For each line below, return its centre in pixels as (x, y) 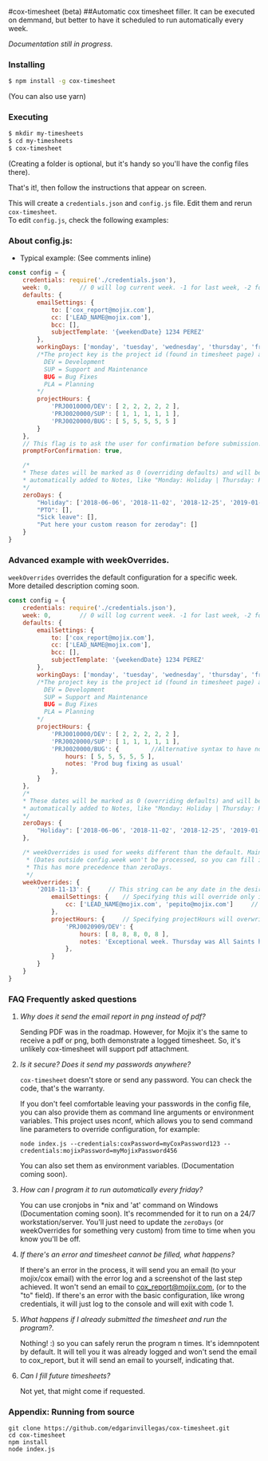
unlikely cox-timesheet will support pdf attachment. (104, 1049)
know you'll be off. (50, 1239)
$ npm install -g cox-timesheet (62, 81)
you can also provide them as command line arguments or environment (137, 1112)
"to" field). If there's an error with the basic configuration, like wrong (132, 1296)
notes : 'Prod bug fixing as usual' (124, 764)
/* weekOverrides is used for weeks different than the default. (134, 853)
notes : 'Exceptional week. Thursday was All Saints (167, 941)
